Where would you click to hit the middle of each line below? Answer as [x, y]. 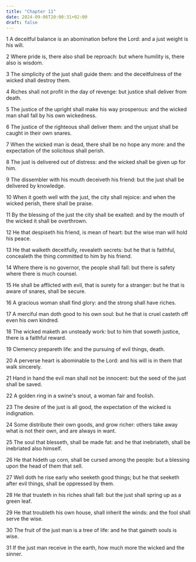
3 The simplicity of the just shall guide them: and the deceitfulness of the [94, 74]
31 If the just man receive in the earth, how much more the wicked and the [95, 548]
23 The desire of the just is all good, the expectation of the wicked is [89, 407]
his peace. [18, 239]
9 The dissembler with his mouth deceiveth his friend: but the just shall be [95, 180]
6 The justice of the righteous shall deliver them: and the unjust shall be [92, 127]
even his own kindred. [33, 321]
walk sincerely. [24, 367]
